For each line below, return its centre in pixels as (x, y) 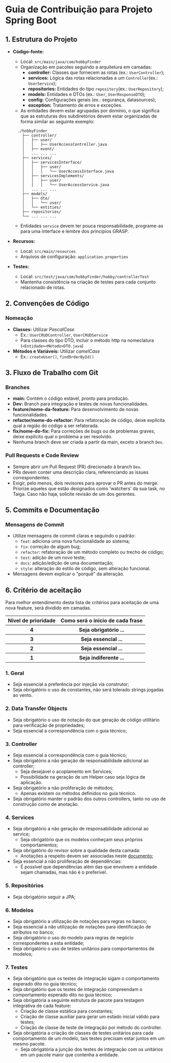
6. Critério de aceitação (44, 590)
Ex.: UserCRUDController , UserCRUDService (64, 335)
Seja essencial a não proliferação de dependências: (67, 861)
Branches (17, 387)
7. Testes (17, 967)
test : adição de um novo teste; (53, 557)
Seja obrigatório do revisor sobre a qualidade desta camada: (77, 851)
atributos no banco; (34, 932)
